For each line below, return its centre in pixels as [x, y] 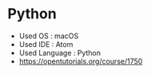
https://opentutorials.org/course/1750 [81, 61]
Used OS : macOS [49, 36]
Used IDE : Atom [46, 44]
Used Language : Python [60, 53]
